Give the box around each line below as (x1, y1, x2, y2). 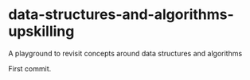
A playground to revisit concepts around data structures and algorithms (8, 48, 243, 58)
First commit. (8, 63, 52, 73)
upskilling (8, 22, 75, 40)
